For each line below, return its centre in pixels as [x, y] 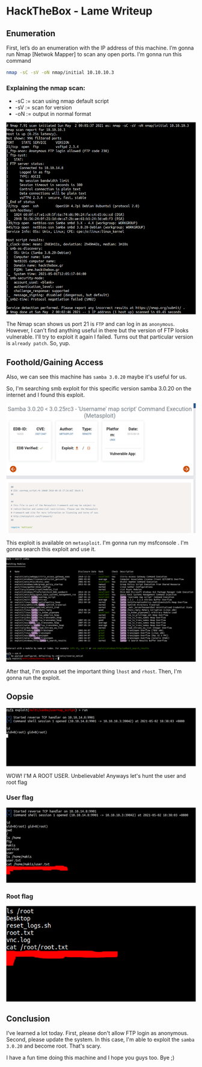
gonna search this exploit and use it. [51, 549]
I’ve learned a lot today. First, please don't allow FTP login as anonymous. [97, 1033]
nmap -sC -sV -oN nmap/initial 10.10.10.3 [60, 72]
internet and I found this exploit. [46, 395]
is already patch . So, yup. [38, 343]
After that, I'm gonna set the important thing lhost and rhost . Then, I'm [94, 671]
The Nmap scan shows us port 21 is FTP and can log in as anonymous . [91, 324]
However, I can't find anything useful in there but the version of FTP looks [97, 331]
